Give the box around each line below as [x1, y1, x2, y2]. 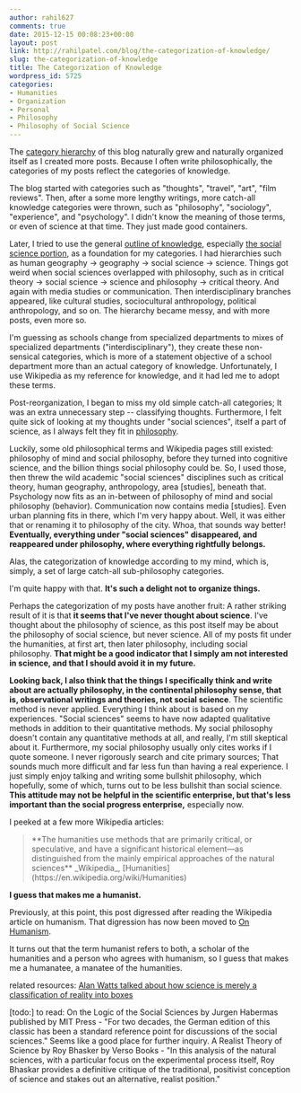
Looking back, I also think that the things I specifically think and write [9, 675, 273, 685]
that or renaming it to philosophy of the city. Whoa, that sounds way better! [9, 520, 287, 530]
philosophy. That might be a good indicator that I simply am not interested [9, 648, 288, 658]
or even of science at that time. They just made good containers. [9, 221, 248, 232]
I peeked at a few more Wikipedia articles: [9, 816, 164, 827]
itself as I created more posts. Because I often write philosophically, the [9, 156, 273, 166]
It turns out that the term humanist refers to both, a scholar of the [9, 944, 250, 954]
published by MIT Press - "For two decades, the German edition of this [9, 1017, 271, 1027]
